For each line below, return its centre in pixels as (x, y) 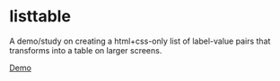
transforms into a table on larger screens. (86, 50)
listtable (40, 16)
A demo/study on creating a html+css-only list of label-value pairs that (140, 41)
